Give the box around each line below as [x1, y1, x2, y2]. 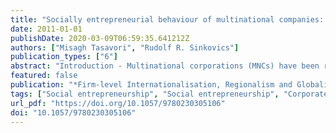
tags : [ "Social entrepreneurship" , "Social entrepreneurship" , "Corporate [10, 89, 329, 99]
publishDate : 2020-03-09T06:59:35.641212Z [10, 33, 190, 43]
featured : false [10, 71, 78, 81]
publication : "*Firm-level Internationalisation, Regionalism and [10, 80, 293, 90]
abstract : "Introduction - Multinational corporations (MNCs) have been [10, 61, 320, 71]
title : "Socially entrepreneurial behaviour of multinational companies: [10, 14, 325, 25]
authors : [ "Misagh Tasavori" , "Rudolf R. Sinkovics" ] [10, 42, 240, 53]
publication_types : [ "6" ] [10, 52, 118, 62]
